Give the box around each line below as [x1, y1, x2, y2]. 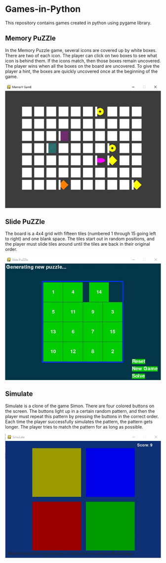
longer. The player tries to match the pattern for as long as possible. [5, 424, 143, 430]
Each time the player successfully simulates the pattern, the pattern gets [5, 419, 153, 425]
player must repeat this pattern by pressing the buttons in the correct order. [5, 413, 159, 419]
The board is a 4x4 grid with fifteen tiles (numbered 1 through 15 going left [5, 231, 157, 237]
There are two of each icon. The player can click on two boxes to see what [5, 52, 157, 58]
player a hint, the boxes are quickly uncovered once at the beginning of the [5, 68, 158, 74]
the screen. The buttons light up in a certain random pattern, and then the [5, 408, 155, 414]
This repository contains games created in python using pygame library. [5, 20, 152, 26]
